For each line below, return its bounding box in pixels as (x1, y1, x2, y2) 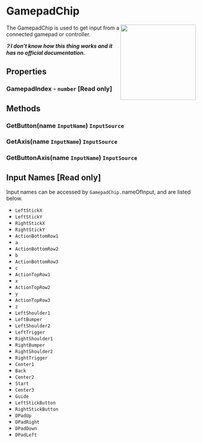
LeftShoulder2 (14, 323, 50, 330)
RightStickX (14, 220, 45, 227)
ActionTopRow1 (14, 272, 50, 278)
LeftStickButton (14, 400, 56, 406)
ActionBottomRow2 (14, 246, 59, 252)
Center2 (14, 374, 34, 381)
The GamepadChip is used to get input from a (6, 24, 120, 31)
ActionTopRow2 (14, 285, 50, 291)
